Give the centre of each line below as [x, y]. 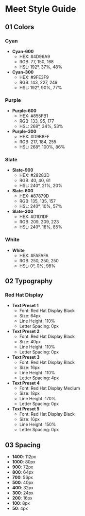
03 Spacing [23, 445]
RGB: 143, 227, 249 [38, 82]
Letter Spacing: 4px [39, 378]
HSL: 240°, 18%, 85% [41, 227]
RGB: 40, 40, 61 [35, 181]
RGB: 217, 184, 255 [38, 142]
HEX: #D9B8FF [34, 137]
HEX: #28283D [34, 175]
